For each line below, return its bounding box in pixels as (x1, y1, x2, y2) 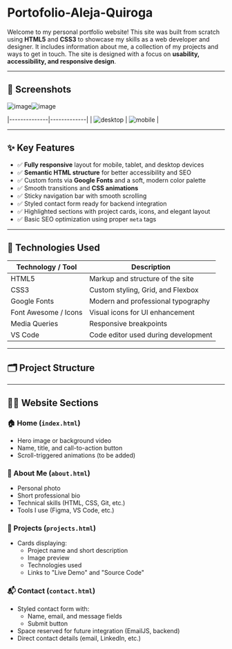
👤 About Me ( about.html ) (7, 468, 91, 478)
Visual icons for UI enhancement (89, 308, 195, 318)
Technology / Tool (16, 262, 77, 272)
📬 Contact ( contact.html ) (7, 586, 95, 596)
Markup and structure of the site (89, 274, 194, 284)
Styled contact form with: (17, 604, 90, 613)
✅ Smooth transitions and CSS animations (17, 183, 139, 192)
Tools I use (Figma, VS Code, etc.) (17, 506, 115, 515)
